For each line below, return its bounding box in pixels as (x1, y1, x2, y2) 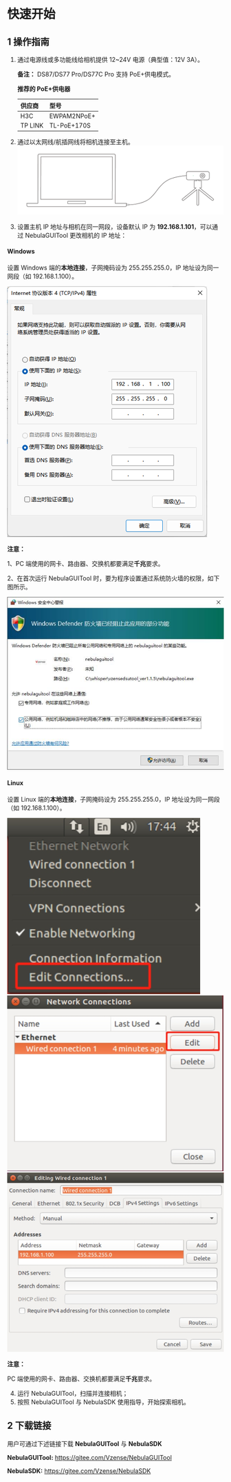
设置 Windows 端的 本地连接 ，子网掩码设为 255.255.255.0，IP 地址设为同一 (7, 263, 219, 272)
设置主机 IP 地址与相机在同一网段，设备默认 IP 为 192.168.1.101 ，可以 (16, 222, 212, 231)
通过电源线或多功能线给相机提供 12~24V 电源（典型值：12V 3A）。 (16, 56, 204, 63)
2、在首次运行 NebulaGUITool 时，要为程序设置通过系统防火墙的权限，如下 (7, 574, 220, 582)
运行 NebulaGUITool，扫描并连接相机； (16, 1389, 129, 1397)
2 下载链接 (7, 1420, 52, 1432)
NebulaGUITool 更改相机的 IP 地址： (25, 231, 127, 239)
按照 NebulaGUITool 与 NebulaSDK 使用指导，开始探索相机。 (16, 1397, 190, 1406)
